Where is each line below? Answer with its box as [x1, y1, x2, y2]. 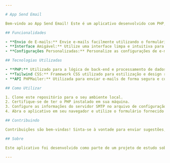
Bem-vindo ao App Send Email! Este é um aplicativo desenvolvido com [5, 21, 155, 26]
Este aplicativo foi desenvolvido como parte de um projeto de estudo [5, 145, 157, 150]
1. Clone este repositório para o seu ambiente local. [5, 95, 123, 100]
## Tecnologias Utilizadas [5, 58, 62, 63]
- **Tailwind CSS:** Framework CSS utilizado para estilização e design [5, 71, 162, 76]
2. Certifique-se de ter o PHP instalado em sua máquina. [5, 99, 130, 104]
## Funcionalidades [5, 30, 47, 35]
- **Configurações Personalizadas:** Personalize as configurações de [5, 49, 157, 54]
